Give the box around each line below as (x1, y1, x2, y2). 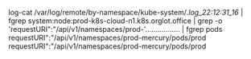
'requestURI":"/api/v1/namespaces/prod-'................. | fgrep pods (8, 25, 223, 33)
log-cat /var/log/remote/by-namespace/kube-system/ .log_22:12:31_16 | (8, 8, 244, 17)
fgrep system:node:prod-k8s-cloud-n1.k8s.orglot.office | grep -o (8, 16, 223, 26)
